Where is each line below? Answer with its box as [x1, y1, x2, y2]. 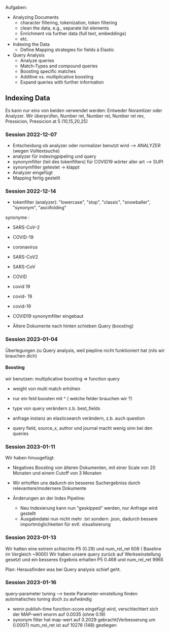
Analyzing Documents [12, 14, 59, 20]
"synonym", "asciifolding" [12, 205, 67, 211]
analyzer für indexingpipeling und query [12, 153, 96, 159]
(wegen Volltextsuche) [12, 148, 60, 154]
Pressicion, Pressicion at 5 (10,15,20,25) [5, 118, 88, 124]
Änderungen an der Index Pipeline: [12, 495, 85, 501]
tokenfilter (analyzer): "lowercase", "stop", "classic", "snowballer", [12, 199, 151, 205]
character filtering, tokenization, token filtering [20, 20, 118, 25]
